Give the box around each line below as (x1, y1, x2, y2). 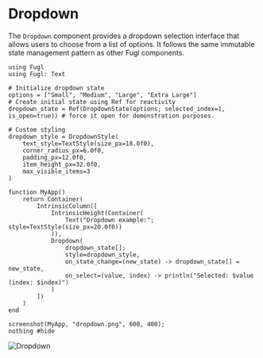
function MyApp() (8, 188, 66, 196)
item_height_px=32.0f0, (22, 160, 102, 168)
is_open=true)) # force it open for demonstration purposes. (8, 112, 215, 120)
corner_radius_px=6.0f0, (22, 146, 105, 155)
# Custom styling (8, 125, 66, 133)
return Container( (22, 195, 83, 203)
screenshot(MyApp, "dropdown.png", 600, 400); (8, 320, 165, 328)
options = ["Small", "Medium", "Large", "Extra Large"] (8, 90, 197, 99)
